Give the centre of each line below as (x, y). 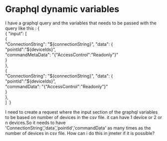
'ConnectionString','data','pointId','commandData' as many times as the (78, 128)
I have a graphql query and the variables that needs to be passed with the (81, 23)
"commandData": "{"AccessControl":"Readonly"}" (57, 86)
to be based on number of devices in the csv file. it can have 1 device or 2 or (83, 117)
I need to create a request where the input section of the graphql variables (82, 112)
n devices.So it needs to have (35, 123)
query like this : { (22, 28)
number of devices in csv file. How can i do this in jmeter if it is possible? (80, 133)
